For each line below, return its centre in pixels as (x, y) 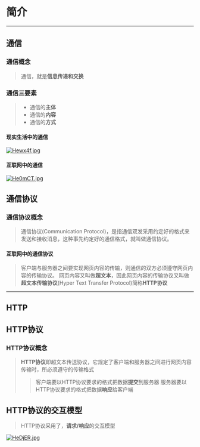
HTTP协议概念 (27, 348)
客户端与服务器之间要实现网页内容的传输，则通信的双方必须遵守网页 (104, 268)
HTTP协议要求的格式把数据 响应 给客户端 (85, 390)
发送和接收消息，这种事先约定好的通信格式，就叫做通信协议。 (96, 239)
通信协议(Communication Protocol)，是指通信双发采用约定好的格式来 (105, 232)
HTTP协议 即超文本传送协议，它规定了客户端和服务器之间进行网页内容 (106, 362)
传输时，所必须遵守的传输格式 (57, 369)
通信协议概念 (25, 217)
